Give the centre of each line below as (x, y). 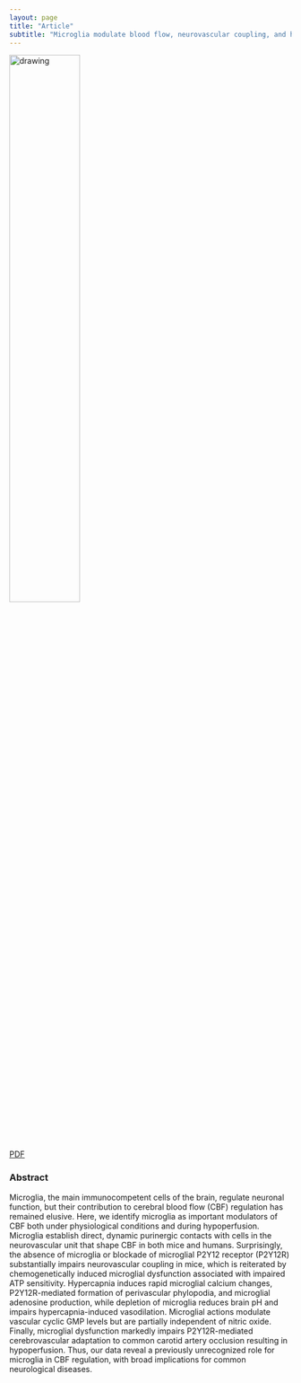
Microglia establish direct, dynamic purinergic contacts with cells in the (141, 1235)
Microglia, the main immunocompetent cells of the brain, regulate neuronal (147, 1197)
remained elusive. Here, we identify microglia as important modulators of (144, 1216)
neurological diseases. (51, 1369)
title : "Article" (42, 26)
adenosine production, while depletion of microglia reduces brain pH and (144, 1302)
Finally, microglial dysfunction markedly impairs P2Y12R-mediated (131, 1331)
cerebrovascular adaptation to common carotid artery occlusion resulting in (149, 1340)
